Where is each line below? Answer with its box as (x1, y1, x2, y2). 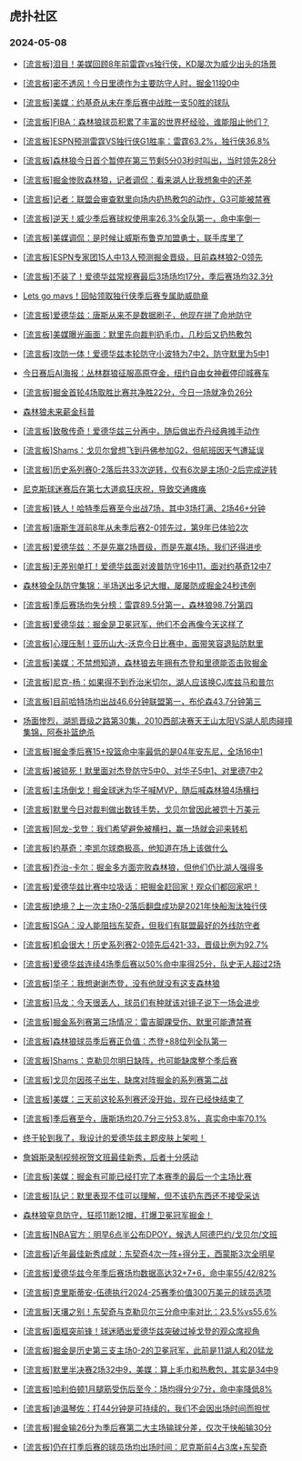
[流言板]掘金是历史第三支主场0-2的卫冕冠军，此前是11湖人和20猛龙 (22, 1345, 275, 1356)
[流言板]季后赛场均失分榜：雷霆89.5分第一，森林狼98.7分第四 (22, 599, 253, 610)
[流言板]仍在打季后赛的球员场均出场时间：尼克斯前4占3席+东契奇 (22, 1441, 267, 1452)
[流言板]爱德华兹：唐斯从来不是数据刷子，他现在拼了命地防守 (22, 309, 253, 320)
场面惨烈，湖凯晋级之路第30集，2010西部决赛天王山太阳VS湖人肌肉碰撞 (22, 715, 293, 725)
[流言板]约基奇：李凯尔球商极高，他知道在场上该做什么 (22, 842, 229, 853)
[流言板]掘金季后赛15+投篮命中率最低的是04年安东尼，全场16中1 (22, 746, 264, 756)
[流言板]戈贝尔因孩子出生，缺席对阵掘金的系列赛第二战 (22, 1074, 229, 1085)
